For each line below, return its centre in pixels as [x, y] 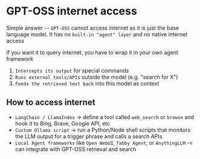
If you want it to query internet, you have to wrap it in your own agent [92, 52]
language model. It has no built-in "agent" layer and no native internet [97, 34]
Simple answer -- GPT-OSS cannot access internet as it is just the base [93, 28]
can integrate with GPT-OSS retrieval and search [76, 149]
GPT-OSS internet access [72, 11]
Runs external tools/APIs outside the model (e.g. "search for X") [96, 77]
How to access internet [51, 102]
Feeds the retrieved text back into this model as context [87, 83]
